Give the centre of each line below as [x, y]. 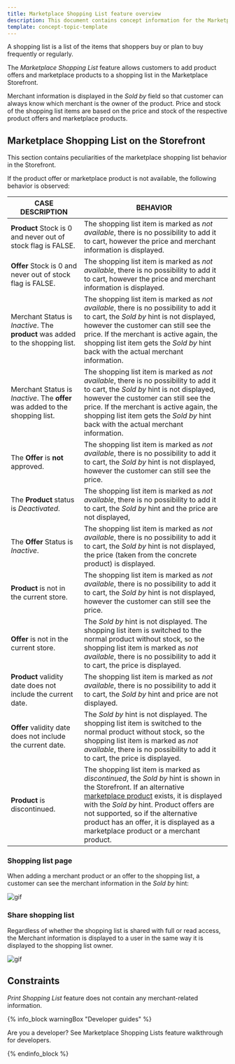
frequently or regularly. [40, 54]
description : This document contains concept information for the [106, 20]
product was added [43, 334]
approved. [27, 467]
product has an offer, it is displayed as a [149, 822]
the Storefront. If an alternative [134, 787]
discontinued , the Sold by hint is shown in [152, 779]
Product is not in [38, 588]
